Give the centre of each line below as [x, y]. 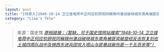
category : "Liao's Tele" [30, 18]
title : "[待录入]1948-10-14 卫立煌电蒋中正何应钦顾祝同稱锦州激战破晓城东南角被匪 [81, 14]
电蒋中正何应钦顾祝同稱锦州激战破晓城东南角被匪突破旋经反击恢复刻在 [88, 39]
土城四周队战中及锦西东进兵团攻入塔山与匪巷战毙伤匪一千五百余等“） [86, 45]
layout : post [18, 9]
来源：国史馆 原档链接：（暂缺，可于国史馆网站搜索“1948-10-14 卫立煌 [87, 33]
